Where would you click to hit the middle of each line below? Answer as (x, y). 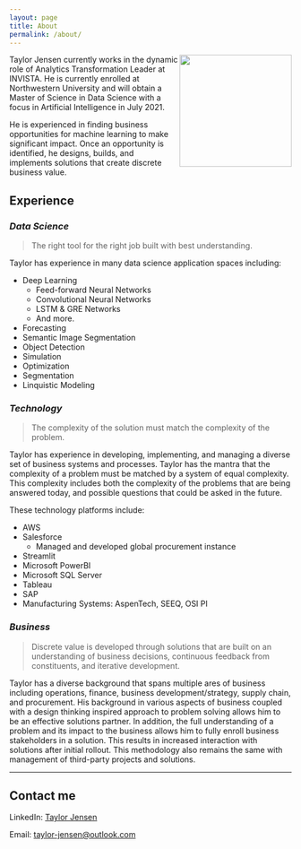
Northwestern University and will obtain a (86, 88)
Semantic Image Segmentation (79, 338)
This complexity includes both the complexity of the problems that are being (150, 483)
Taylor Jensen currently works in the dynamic (94, 60)
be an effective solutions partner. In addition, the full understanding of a (142, 721)
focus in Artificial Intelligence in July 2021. (87, 108)
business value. (38, 172)
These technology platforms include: (77, 510)
